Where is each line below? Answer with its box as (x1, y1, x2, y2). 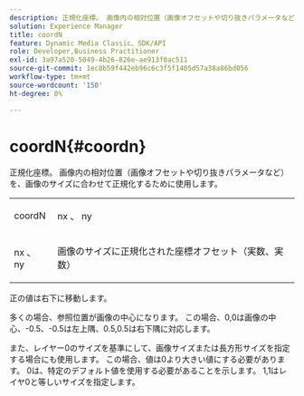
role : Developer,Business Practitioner (9, 47, 160, 56)
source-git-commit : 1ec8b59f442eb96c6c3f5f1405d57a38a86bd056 (9, 64, 249, 73)
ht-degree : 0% (9, 89, 63, 98)
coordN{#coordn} (9, 136, 147, 157)
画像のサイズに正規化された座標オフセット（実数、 (57, 246, 275, 258)
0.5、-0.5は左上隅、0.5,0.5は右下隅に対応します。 (28, 324, 215, 334)
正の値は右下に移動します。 (9, 293, 112, 304)
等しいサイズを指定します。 (37, 377, 140, 388)
